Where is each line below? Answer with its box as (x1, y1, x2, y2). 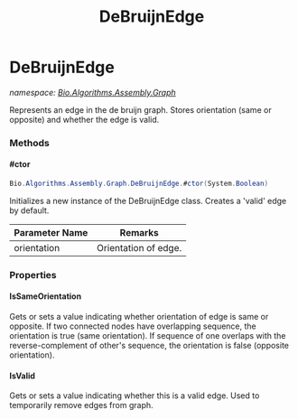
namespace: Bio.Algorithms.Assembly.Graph (9, 87, 176, 98)
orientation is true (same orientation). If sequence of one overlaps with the (9, 331, 286, 341)
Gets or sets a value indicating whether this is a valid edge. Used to (9, 390, 260, 401)
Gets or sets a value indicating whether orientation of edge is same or (9, 312, 269, 322)
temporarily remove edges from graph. (9, 400, 154, 411)
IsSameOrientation (9, 291, 82, 302)
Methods (9, 136, 50, 149)
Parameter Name (14, 226, 88, 238)
